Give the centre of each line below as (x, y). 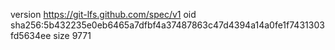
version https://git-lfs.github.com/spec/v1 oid (103, 14)
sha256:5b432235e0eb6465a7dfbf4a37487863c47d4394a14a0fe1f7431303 (167, 25)
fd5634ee (31, 35)
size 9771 (72, 35)
